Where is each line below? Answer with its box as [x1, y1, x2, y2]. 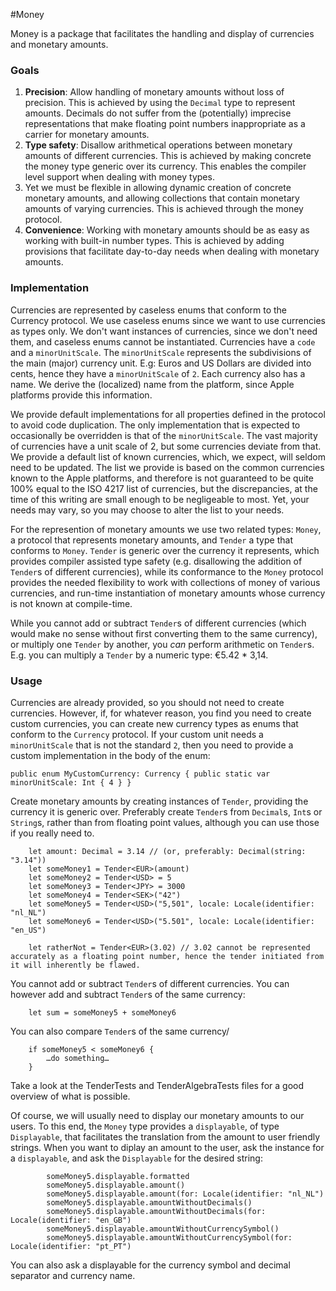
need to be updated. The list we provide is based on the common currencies [10, 461, 325, 473]
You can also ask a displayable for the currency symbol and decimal [10, 1259, 291, 1271]
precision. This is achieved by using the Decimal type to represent [24, 97, 296, 109]
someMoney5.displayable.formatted [46, 1171, 190, 1181]
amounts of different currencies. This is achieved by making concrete [24, 150, 312, 162]
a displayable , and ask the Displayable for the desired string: [10, 1152, 263, 1164]
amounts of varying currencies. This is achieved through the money [24, 203, 304, 215]
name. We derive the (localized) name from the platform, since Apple [10, 378, 295, 390]
